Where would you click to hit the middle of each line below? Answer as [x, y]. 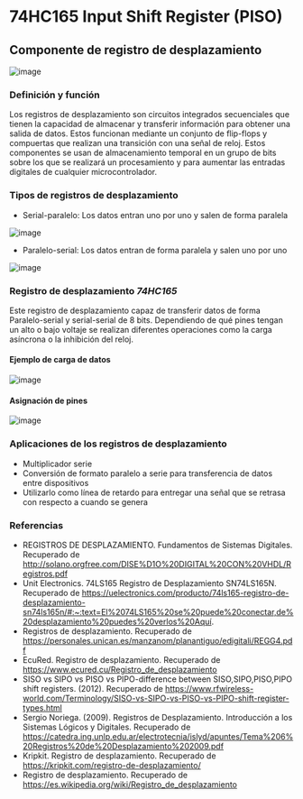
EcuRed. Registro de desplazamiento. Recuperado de [121, 659]
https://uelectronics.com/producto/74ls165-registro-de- [185, 592]
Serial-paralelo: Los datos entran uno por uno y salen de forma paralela [155, 215]
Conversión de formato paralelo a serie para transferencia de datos [147, 473]
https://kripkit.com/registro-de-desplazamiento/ [111, 765]
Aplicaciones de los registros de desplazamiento [118, 444]
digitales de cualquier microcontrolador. [83, 172]
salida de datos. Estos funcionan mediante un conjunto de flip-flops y [138, 133]
